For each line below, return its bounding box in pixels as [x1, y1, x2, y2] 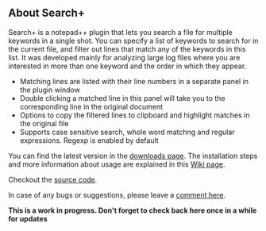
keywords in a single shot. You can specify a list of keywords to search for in [8, 36, 259, 45]
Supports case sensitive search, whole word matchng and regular [19, 127, 236, 137]
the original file [19, 118, 69, 128]
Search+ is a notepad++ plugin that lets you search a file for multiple [8, 27, 233, 37]
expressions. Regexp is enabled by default [19, 135, 159, 145]
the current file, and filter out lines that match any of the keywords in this [8, 44, 246, 54]
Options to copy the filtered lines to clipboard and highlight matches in [19, 110, 250, 120]
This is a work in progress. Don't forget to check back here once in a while [8, 206, 257, 215]
